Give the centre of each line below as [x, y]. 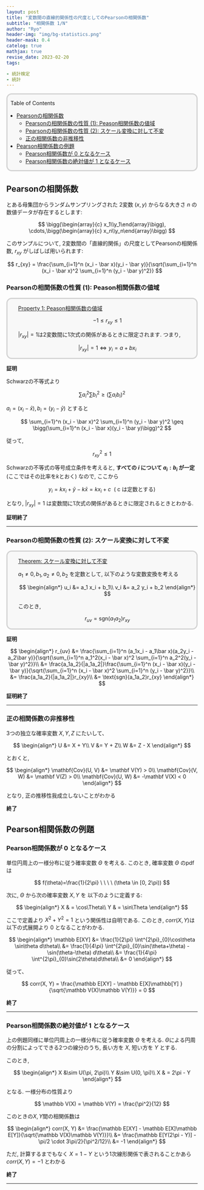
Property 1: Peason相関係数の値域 [60, 308]
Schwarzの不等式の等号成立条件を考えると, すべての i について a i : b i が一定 [101, 469]
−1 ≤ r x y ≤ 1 [107, 321]
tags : [13, 63]
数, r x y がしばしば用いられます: [45, 252]
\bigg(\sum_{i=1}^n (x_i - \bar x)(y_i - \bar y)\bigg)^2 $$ [102, 428]
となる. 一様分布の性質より [40, 1091]
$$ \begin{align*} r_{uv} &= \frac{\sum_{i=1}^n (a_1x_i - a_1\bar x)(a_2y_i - [102, 651]
